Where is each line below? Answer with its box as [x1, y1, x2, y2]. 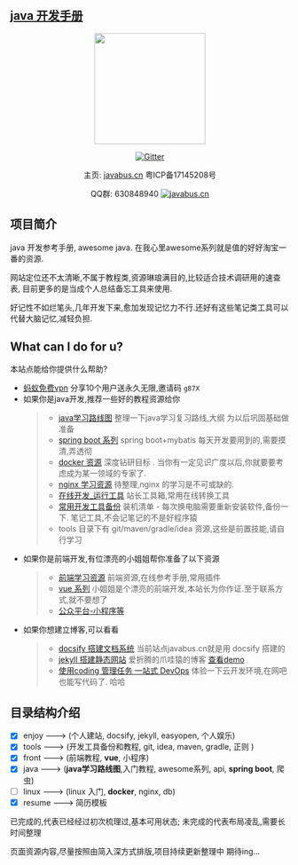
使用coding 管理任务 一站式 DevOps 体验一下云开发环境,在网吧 [58, 665, 287, 676]
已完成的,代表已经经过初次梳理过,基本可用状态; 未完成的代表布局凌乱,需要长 [10, 815, 286, 827]
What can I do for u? [10, 340, 123, 355]
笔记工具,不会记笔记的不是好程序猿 [70, 513, 198, 523]
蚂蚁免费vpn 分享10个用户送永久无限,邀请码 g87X [22, 382, 200, 393]
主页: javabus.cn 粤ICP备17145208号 [83, 169, 216, 180]
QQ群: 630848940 [90, 188, 159, 199]
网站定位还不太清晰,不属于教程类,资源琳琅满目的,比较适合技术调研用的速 [10, 271, 274, 282]
